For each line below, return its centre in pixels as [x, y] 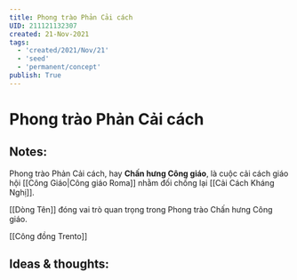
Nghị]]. [22, 192]
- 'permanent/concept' [59, 68]
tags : [19, 42]
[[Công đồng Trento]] [48, 236]
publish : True [36, 76]
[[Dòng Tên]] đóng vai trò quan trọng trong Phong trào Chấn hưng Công [141, 209]
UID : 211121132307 [43, 26]
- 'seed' [33, 59]
